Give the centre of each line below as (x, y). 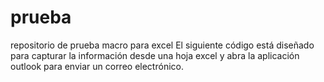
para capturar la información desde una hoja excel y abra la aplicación (155, 55)
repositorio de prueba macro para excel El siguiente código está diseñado (162, 45)
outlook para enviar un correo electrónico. (97, 66)
